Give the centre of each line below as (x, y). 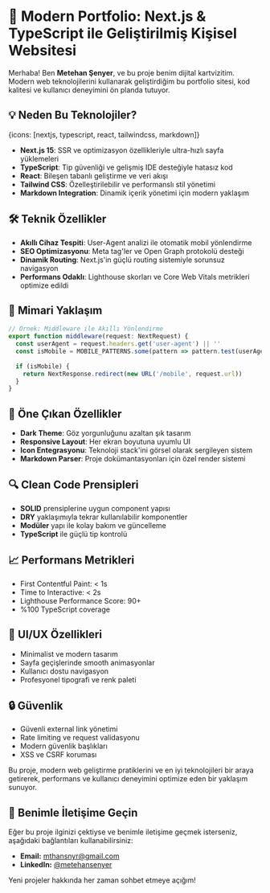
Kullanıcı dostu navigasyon (64, 671)
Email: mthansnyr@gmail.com (70, 856)
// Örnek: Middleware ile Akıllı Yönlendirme (86, 329)
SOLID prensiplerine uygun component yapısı (95, 508)
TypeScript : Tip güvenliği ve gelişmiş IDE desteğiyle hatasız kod (126, 167)
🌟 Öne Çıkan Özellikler (65, 414)
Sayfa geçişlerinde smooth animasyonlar (87, 662)
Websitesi (43, 51)
